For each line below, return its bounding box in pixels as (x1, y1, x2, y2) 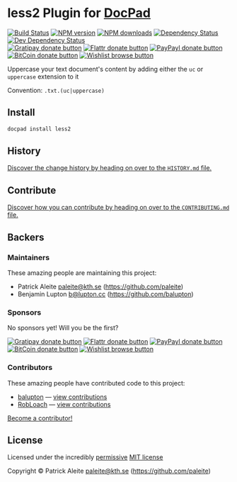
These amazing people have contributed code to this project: (7, 379, 185, 387)
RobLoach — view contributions (17, 400, 111, 408)
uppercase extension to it (7, 72, 79, 81)
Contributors (7, 363, 53, 373)
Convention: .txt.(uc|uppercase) (7, 86, 105, 94)
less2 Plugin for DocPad (7, 5, 151, 21)
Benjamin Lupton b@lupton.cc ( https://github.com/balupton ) (17, 289, 194, 298)
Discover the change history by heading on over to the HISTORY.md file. (7, 164, 212, 172)
